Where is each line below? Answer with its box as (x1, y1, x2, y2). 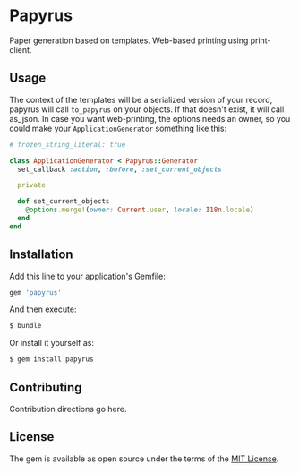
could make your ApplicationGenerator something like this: (9, 123, 226, 133)
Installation (9, 247, 73, 262)
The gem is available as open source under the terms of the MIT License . (9, 453, 279, 464)
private (17, 181, 47, 190)
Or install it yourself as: (9, 338, 94, 348)
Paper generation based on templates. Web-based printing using (9, 35, 249, 46)
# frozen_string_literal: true (9, 140, 126, 149)
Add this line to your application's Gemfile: (9, 271, 166, 281)
